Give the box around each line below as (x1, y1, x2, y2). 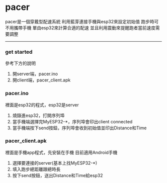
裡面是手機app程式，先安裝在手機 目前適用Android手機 (5, 149, 118, 155)
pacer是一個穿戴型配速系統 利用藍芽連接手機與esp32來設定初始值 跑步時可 (5, 18, 159, 24)
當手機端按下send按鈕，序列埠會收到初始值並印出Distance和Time (12, 125, 147, 131)
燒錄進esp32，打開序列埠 (12, 112, 65, 118)
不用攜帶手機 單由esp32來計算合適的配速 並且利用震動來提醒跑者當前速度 (5, 24, 156, 31)
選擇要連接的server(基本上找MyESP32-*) (12, 160, 97, 166)
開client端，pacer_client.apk (12, 77, 71, 83)
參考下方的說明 (5, 60, 36, 66)
